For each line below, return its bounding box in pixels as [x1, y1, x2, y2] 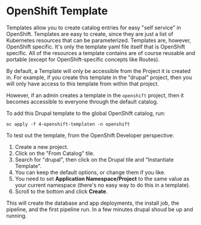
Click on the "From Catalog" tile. [14, 150, 95, 157]
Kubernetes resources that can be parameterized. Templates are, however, [6, 37, 191, 44]
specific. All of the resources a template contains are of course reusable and [6, 49, 196, 56]
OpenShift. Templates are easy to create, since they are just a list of [6, 30, 173, 37]
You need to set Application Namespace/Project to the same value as [14, 175, 190, 182]
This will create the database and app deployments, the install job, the [6, 199, 179, 206]
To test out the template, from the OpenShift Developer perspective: [6, 132, 174, 139]
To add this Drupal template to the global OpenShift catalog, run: [6, 110, 166, 117]
